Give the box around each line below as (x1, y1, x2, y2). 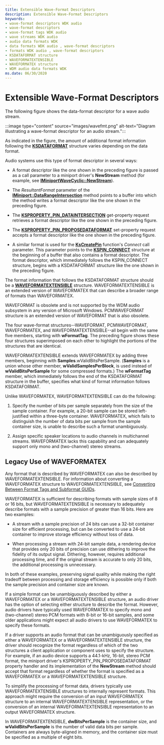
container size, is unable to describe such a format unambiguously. (12, 423, 148, 429)
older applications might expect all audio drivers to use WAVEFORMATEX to (5, 617, 158, 623)
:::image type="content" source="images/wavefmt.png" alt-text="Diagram (5, 123, 156, 129)
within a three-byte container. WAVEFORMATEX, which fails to (29, 413, 155, 419)
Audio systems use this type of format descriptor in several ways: (5, 157, 138, 163)
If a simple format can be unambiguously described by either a (5, 591, 132, 597)
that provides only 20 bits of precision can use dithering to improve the (12, 546, 156, 552)
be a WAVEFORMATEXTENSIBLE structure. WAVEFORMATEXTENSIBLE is (5, 282, 155, 288)
